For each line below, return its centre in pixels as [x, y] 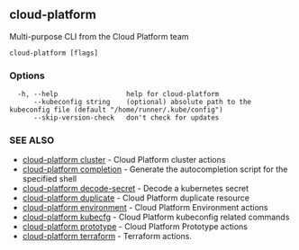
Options [27, 76]
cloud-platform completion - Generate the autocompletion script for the [155, 169]
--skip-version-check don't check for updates [126, 118]
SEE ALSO [32, 140]
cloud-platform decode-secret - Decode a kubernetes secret [136, 189]
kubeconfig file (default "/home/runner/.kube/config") [116, 110]
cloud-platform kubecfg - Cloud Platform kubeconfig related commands [156, 217]
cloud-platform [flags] [54, 53]
